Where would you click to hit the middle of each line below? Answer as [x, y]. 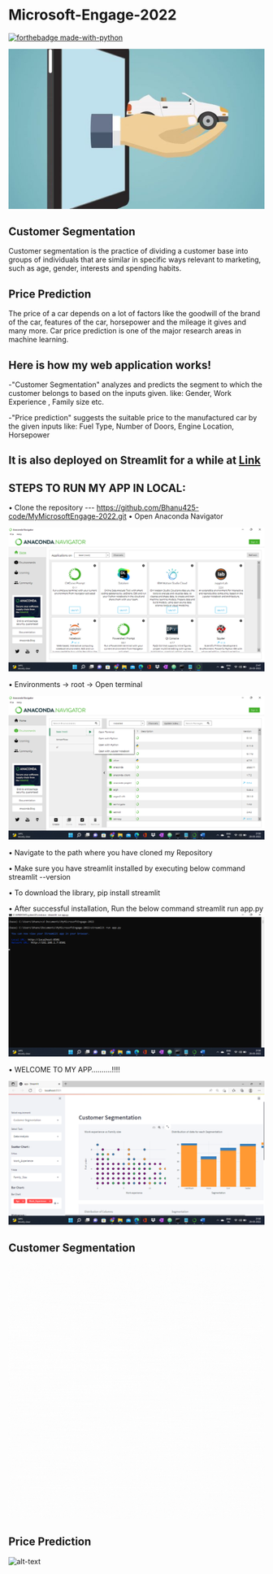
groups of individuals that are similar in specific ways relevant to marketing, [135, 260]
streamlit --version [40, 877]
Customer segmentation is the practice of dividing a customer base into [128, 251]
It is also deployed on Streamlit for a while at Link [135, 461]
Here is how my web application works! [110, 365]
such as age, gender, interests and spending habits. [95, 268]
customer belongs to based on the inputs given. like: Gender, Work [120, 393]
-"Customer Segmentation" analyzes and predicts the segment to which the [135, 385]
